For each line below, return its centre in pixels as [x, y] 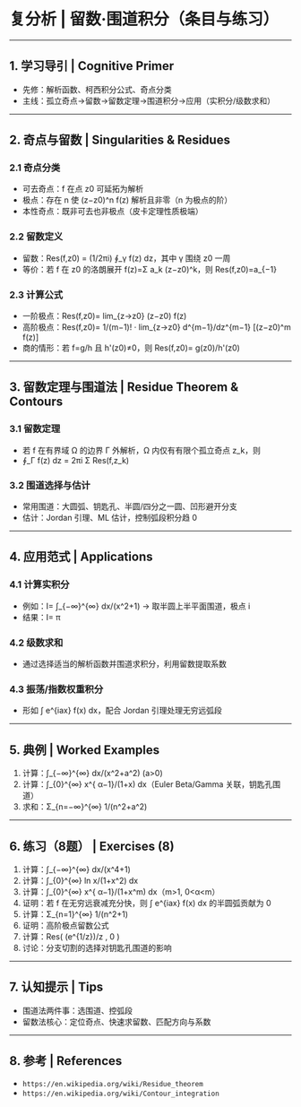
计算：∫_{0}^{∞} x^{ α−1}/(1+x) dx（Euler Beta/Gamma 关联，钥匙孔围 [151, 784]
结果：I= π [41, 617]
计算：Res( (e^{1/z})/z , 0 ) [71, 936]
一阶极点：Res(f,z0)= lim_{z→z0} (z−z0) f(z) [104, 316]
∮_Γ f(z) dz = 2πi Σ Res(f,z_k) [76, 460]
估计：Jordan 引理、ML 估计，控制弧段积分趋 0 [110, 518]
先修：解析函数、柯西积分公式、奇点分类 [97, 89]
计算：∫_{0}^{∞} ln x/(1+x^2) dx [80, 880]
